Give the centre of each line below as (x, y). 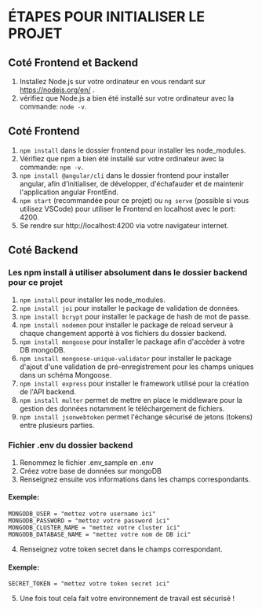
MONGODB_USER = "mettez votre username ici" (82, 514)
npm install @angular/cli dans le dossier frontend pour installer (124, 175)
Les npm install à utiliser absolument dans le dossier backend (128, 273)
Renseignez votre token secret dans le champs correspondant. (121, 549)
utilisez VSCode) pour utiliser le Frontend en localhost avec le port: (127, 209)
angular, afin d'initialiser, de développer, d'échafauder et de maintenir (132, 183)
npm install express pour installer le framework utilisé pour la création (134, 383)
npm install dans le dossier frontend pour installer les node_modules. (133, 150)
